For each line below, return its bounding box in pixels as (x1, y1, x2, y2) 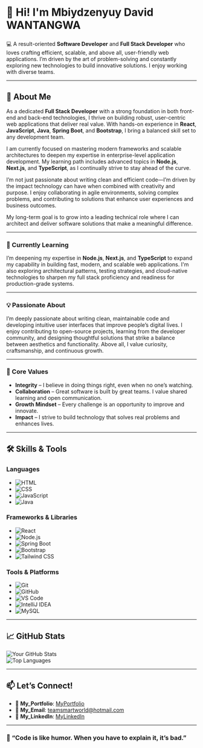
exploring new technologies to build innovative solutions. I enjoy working (6, 62, 187, 69)
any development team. (6, 133, 65, 140)
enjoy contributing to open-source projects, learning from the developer (6, 327, 185, 335)
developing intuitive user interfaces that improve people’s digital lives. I (6, 321, 183, 329)
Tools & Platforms (6, 568, 59, 576)
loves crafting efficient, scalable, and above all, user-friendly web (6, 49, 169, 56)
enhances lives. (14, 420, 54, 427)
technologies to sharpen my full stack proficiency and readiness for (6, 274, 175, 281)
